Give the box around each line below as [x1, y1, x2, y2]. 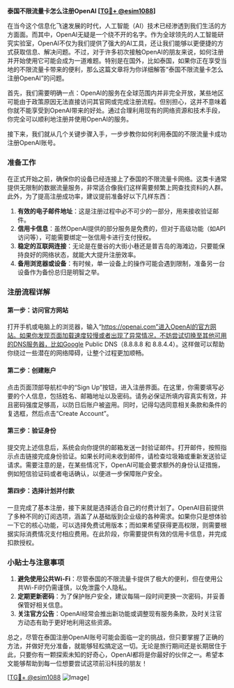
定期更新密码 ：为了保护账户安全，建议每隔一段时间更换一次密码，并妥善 [17, 592, 225, 601]
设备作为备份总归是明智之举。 [17, 268, 103, 276]
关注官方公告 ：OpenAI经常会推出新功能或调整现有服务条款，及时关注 [17, 610, 216, 618]
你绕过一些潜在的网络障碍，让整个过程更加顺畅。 [7, 349, 148, 357]
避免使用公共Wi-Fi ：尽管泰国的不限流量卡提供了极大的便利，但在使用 [17, 575, 217, 583]
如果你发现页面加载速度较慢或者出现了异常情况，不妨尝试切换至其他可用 [19, 331, 227, 340]
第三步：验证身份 [7, 426, 56, 435]
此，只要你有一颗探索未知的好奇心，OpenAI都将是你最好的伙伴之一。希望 [7, 650, 218, 659]
